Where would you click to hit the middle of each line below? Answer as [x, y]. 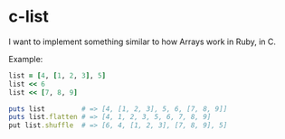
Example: [26, 59]
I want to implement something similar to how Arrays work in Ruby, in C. [142, 42]
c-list [28, 17]
